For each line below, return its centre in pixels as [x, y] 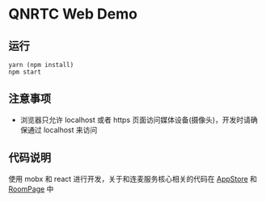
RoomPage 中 [31, 189]
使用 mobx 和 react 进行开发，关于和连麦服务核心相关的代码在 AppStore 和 [133, 179]
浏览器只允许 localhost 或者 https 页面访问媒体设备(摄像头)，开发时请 [135, 120]
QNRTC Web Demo [73, 14]
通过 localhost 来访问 [62, 129]
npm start [25, 72]
